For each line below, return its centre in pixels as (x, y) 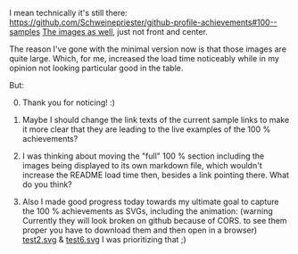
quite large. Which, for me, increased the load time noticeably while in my (144, 58)
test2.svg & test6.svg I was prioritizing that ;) (104, 239)
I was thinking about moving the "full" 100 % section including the (143, 156)
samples (25, 32)
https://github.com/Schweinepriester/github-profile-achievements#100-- (144, 22)
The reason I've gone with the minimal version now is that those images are (148, 49)
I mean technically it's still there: (68, 13)
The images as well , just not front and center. (124, 32)
